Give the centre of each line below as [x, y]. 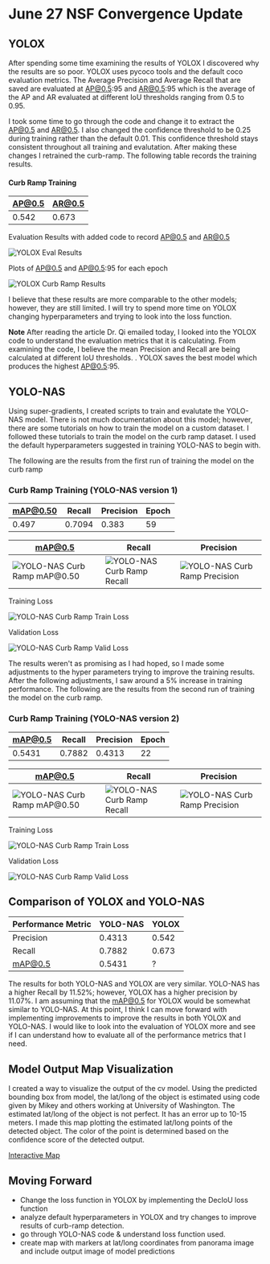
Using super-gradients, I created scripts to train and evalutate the [117, 411]
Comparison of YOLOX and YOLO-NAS [106, 902]
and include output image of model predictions [97, 1251]
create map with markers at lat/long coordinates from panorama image [137, 1243]
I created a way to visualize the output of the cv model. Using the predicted [133, 1089]
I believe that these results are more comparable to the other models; [123, 299]
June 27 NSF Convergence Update [126, 14]
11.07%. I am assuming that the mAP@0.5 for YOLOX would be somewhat [129, 1001]
